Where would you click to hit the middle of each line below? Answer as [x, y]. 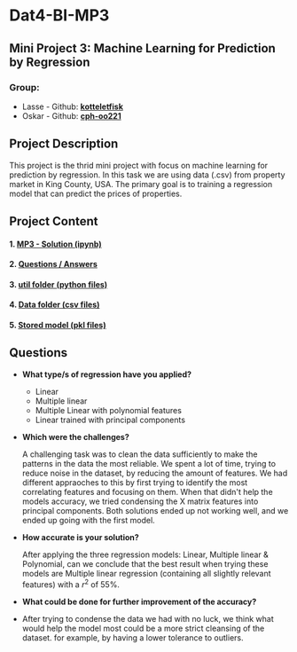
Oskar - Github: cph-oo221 [71, 115]
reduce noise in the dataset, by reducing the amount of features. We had [155, 473]
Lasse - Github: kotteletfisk [73, 106]
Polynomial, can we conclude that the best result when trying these [145, 563]
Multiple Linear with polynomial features [108, 410]
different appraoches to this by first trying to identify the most [135, 482]
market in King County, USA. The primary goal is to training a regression [141, 184]
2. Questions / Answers [53, 264]
